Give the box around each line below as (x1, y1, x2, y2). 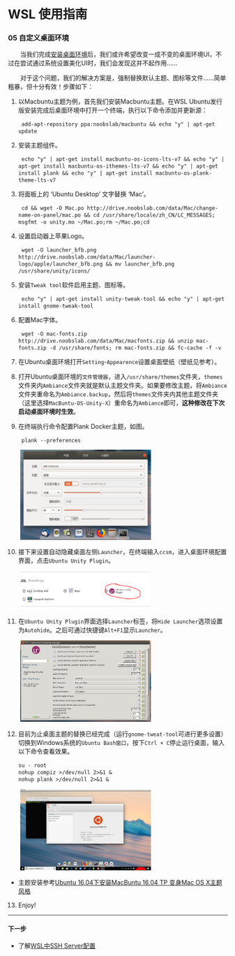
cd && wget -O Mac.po (21, 205, 84, 212)
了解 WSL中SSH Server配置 (17, 941, 96, 950)
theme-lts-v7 (17, 177, 56, 184)
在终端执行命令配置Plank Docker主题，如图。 (17, 422, 149, 430)
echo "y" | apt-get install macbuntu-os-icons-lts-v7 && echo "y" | (21, 156, 225, 163)
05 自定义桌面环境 (8, 33, 69, 43)
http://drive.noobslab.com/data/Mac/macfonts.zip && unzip (17, 338, 194, 345)
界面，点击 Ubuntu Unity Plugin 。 (17, 556, 114, 565)
